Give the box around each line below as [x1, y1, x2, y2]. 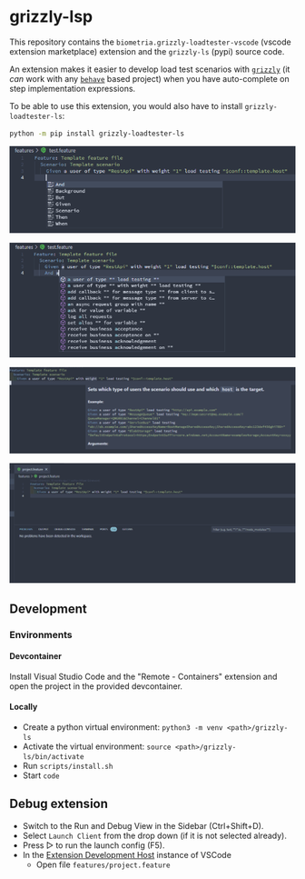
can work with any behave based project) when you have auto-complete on [9, 73, 290, 84]
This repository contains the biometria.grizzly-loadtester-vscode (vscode [9, 36, 292, 47]
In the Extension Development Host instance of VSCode [22, 849, 231, 860]
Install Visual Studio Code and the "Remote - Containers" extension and [9, 671, 278, 682]
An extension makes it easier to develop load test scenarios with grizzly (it [9, 64, 290, 75]
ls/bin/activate [22, 753, 84, 762]
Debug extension [9, 796, 109, 812]
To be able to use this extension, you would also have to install [9, 100, 243, 111]
